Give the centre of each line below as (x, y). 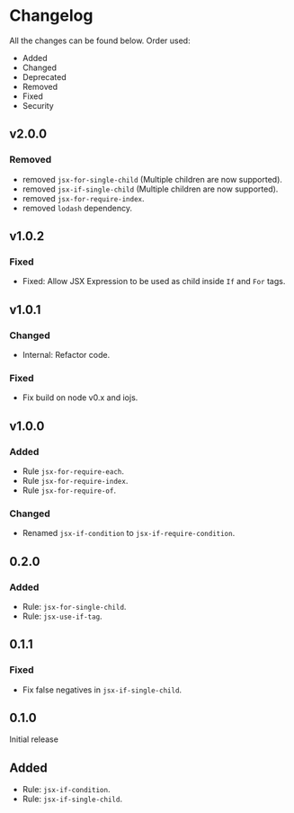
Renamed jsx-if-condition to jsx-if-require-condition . (129, 533)
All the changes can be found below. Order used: (100, 40)
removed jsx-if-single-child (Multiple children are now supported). (150, 189)
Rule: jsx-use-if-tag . (62, 616)
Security (38, 105)
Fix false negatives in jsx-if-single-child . (102, 690)
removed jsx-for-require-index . (84, 198)
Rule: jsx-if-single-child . (72, 799)
